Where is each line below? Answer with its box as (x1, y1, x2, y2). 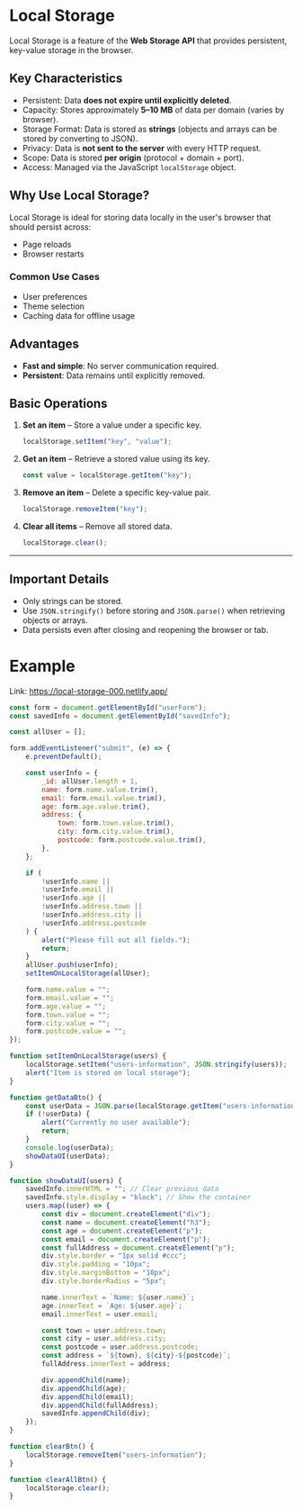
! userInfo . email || (41, 885, 115, 894)
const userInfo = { (25, 769, 99, 778)
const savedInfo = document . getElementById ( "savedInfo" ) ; (9, 711, 231, 720)
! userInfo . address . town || (41, 902, 143, 911)
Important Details (9, 572, 110, 587)
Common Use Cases (9, 271, 101, 284)
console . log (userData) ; (25, 1143, 115, 1152)
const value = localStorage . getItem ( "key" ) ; (22, 471, 192, 480)
